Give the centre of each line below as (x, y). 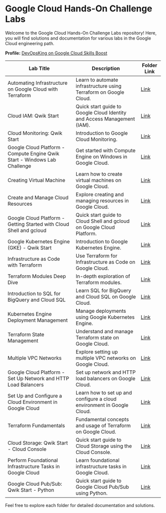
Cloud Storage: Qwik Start (38, 443)
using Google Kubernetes (105, 317)
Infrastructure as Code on (106, 262)
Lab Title (40, 68)
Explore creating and (100, 194)
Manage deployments (101, 311)
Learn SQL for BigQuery (104, 290)
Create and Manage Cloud (38, 197)
